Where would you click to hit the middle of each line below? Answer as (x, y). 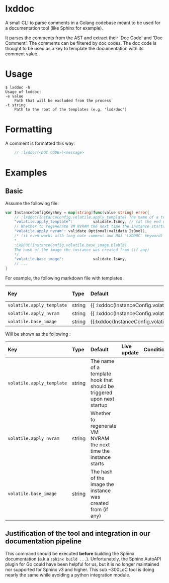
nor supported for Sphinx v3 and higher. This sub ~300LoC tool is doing (80, 569)
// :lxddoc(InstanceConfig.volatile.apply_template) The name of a (86, 217)
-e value (14, 96)
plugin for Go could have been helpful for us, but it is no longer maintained (82, 564)
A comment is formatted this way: (40, 143)
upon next (102, 399)
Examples (26, 173)
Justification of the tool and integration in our (78, 533)
